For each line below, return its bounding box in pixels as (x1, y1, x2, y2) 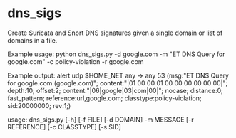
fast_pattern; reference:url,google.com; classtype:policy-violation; (7, 94, 202, 102)
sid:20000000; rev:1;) (7, 101, 71, 110)
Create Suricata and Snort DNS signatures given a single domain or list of (7, 28, 223, 37)
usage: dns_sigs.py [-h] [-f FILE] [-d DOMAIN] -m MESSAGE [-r (7, 115, 194, 124)
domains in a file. (7, 36, 58, 44)
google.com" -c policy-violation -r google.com (7, 57, 144, 65)
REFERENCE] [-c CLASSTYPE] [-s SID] (7, 122, 121, 131)
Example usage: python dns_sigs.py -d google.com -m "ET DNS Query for (7, 50, 225, 58)
